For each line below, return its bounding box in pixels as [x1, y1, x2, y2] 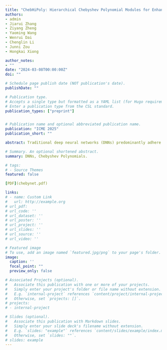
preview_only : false [9, 269, 52, 274]
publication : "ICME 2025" [5, 127, 59, 132]
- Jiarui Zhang [5, 21, 37, 26]
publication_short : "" [5, 131, 52, 136]
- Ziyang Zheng [5, 26, 37, 31]
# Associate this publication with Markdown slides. [5, 319, 121, 324]
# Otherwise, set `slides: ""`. [5, 333, 77, 338]
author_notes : [5, 58, 35, 63]
